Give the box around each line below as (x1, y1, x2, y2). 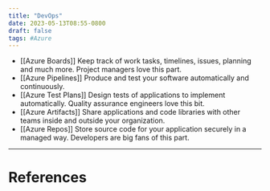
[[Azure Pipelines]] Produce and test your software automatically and (19, 73, 249, 83)
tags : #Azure (8, 34, 52, 43)
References (8, 169, 87, 187)
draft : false (8, 26, 52, 35)
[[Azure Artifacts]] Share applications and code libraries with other (19, 108, 241, 117)
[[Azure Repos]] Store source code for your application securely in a (19, 124, 247, 134)
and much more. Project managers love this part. (19, 65, 182, 75)
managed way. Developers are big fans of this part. (19, 133, 190, 143)
